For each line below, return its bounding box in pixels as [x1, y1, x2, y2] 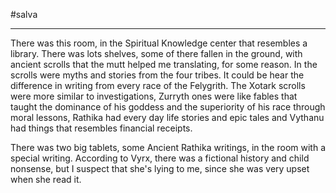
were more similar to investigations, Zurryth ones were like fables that [10, 90, 298, 102]
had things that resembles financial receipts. [10, 122, 193, 134]
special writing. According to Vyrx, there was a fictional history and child [10, 152, 310, 164]
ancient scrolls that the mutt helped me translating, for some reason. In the [10, 59, 318, 70]
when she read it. [10, 174, 82, 185]
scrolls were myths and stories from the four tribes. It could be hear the [10, 69, 305, 81]
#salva [10, 9, 38, 20]
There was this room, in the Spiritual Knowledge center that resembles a [10, 37, 308, 49]
